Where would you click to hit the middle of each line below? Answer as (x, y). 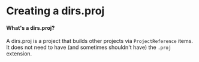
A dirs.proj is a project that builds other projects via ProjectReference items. (100, 41)
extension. (19, 54)
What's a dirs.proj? (31, 27)
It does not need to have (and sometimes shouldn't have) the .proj (89, 47)
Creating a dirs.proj (55, 11)
